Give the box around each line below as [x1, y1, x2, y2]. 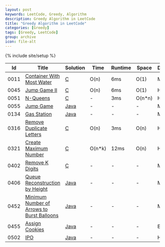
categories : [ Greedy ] [5, 26, 50, 30]
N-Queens [25, 94, 51, 101]
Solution [65, 64, 85, 71]
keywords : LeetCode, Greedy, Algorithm [5, 12, 87, 17]
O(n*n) [136, 94, 153, 101]
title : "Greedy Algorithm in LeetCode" [5, 21, 87, 26]
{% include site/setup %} [5, 53, 56, 58]
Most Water [25, 79, 52, 85]
